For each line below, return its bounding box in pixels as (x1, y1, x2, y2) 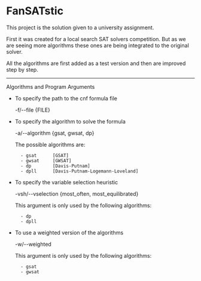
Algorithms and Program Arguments (6, 83, 95, 90)
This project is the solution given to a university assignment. (6, 24, 154, 31)
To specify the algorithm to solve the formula (14, 118, 126, 125)
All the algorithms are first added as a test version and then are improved (6, 60, 186, 67)
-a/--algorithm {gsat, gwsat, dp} (14, 129, 95, 137)
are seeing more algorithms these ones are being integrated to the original (6, 42, 190, 49)
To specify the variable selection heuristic (14, 178, 118, 186)
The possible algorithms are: (14, 141, 86, 148)
